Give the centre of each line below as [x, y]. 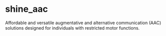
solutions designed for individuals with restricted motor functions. [73, 28]
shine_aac [27, 9]
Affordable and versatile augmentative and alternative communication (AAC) [83, 23]
